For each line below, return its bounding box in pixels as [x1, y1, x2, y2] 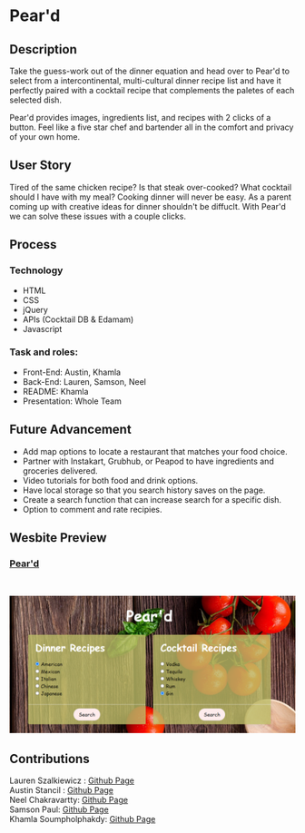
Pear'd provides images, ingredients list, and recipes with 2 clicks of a [9, 113, 271, 122]
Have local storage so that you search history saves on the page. [22, 485, 266, 495]
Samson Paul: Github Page [9, 804, 109, 815]
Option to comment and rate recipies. [22, 504, 162, 514]
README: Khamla [22, 386, 89, 397]
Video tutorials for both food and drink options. [22, 475, 199, 485]
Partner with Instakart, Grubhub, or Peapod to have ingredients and [22, 456, 274, 466]
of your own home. [9, 132, 80, 142]
